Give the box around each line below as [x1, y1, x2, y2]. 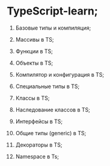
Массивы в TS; [15, 36, 54, 43]
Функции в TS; [15, 47, 53, 55]
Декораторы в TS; [15, 141, 63, 148]
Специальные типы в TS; [15, 83, 80, 90]
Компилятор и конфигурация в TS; [15, 71, 105, 78]
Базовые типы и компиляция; [15, 24, 91, 31]
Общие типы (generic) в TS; [15, 129, 87, 136]
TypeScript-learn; [7, 4, 99, 18]
